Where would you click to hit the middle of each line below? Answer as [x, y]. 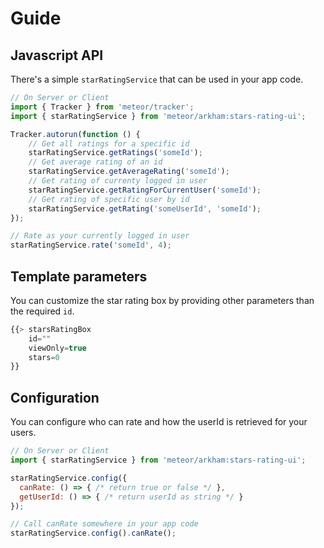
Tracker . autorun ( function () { [75, 134]
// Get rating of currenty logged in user [118, 181]
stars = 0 [44, 357]
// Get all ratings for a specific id [109, 143]
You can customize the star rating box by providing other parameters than [162, 300]
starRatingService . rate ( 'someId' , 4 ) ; [91, 245]
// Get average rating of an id [95, 162]
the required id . [42, 311]
